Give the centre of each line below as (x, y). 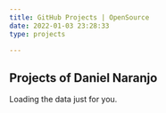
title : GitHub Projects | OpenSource (79, 17)
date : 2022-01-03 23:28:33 (59, 26)
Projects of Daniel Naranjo (83, 78)
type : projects (37, 34)
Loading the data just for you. (63, 100)
